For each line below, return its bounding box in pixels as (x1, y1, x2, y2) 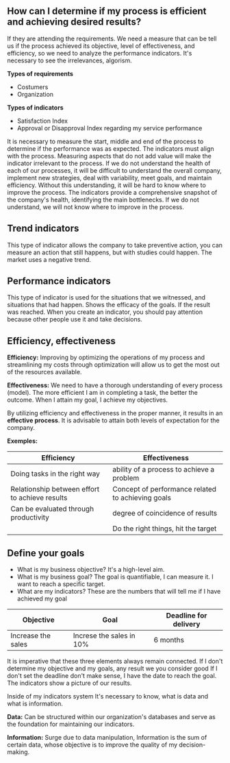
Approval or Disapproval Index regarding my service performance (16, 123, 203, 132)
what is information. (7, 699, 63, 708)
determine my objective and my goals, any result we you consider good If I (7, 664, 218, 673)
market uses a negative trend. (7, 255, 91, 263)
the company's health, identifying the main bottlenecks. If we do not (7, 195, 200, 204)
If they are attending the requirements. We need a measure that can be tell (7, 34, 217, 43)
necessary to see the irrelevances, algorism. (7, 56, 132, 64)
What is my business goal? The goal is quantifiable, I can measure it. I (16, 572, 214, 581)
